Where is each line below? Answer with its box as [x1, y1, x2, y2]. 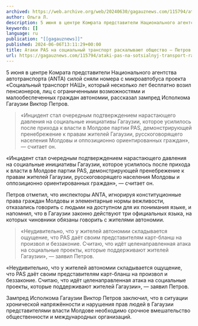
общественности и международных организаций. [6, 313, 132, 320]
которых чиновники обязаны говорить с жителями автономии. [6, 216, 164, 223]
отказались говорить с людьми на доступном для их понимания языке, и [6, 203, 192, 210]
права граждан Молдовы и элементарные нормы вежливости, [6, 197, 165, 204]
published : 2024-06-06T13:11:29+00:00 [6, 42, 101, 48]
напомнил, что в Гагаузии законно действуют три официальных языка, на [6, 210, 192, 217]
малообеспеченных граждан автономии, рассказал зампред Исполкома [6, 94, 190, 101]
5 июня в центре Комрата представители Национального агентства [6, 69, 177, 76]
